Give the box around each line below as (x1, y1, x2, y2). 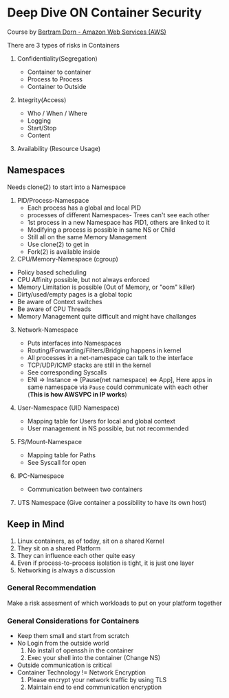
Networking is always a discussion (17, 566, 116, 574)
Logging (27, 116, 52, 125)
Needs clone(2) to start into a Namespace (7, 183, 126, 191)
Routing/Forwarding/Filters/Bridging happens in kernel (27, 346, 182, 355)
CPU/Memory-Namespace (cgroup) (17, 255, 119, 263)
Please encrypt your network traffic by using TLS (27, 676, 167, 684)
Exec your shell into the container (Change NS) (27, 654, 161, 662)
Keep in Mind (7, 519, 65, 530)
